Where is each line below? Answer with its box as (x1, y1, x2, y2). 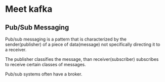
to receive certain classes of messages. (5, 62, 86, 67)
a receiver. (5, 47, 27, 52)
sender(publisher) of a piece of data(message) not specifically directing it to (5, 41, 161, 47)
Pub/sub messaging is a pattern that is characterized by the (5, 36, 127, 42)
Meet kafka (5, 3, 53, 15)
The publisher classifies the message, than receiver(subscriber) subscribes (5, 56, 159, 62)
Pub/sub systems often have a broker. (5, 71, 82, 77)
